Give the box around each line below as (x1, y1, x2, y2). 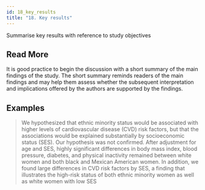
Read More (6, 49, 49, 59)
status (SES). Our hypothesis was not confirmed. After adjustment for (21, 139, 197, 146)
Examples (6, 102, 45, 113)
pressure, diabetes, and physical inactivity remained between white (21, 151, 192, 159)
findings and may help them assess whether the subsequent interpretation (6, 78, 194, 86)
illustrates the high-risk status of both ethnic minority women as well (21, 171, 195, 178)
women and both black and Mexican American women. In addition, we (21, 158, 199, 165)
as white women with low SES (21, 178, 97, 185)
